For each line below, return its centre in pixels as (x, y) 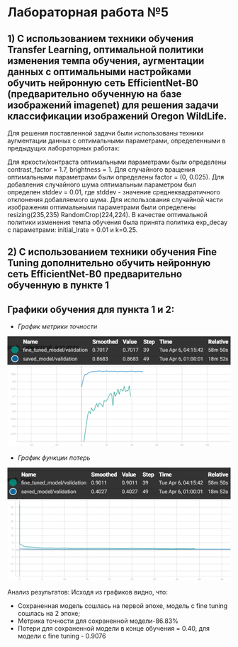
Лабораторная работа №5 (88, 12)
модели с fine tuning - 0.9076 (62, 636)
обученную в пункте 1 (58, 286)
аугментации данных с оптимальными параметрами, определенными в (117, 140)
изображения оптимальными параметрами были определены (102, 207)
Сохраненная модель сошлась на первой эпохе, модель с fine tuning (123, 606)
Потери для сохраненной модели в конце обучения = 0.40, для (114, 629)
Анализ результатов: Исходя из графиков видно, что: (88, 592)
